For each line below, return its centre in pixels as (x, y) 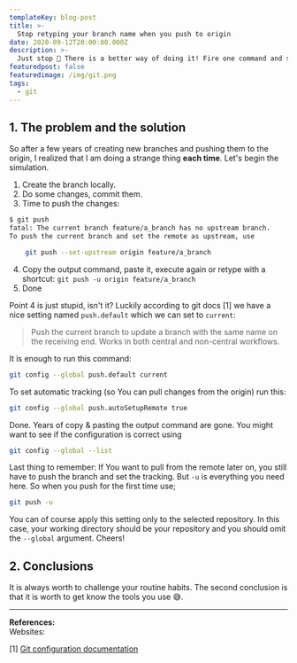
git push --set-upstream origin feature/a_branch (118, 252)
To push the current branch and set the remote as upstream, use (132, 237)
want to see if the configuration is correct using (96, 434)
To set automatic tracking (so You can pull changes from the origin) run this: (148, 392)
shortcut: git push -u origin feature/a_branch (109, 278)
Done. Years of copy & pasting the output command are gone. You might (141, 425)
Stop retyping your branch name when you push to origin (124, 34)
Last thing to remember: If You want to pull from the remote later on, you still (148, 467)
